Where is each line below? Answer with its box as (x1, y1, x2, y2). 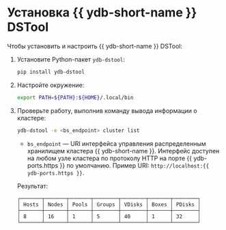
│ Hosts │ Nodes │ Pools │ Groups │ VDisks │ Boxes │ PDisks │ (16, 201, 201, 208)
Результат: (16, 181, 48, 190)
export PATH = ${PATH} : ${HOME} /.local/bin (16, 94, 134, 101)
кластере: (16, 114, 46, 122)
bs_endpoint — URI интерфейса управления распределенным (27, 139, 206, 148)
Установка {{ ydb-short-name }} (7, 5, 197, 21)
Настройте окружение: (16, 81, 85, 89)
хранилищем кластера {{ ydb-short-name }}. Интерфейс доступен (27, 146, 220, 155)
